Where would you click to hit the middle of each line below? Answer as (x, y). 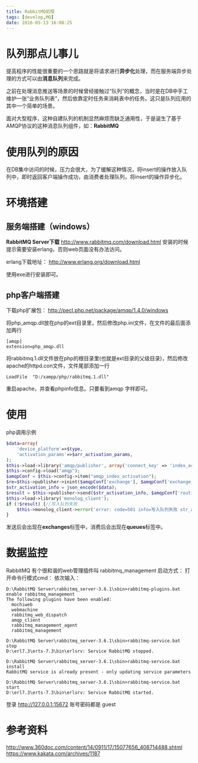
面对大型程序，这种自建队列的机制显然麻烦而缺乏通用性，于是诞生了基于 (94, 118)
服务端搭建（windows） (50, 226)
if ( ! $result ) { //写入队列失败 (42, 504)
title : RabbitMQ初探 (30, 12)
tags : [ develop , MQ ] (30, 17)
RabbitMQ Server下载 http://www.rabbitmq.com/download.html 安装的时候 (97, 242)
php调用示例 (21, 432)
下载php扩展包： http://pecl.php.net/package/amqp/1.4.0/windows (87, 311)
